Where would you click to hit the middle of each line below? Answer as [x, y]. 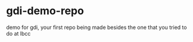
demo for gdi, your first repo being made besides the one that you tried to [96, 27]
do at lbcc [18, 33]
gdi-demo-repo [45, 11]
